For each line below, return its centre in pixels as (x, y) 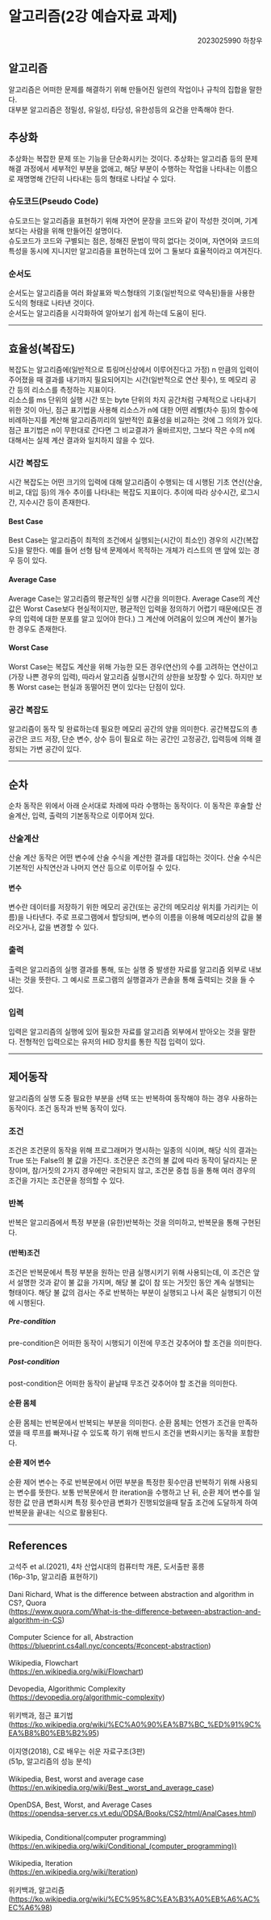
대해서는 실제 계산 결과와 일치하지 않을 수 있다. (81, 440)
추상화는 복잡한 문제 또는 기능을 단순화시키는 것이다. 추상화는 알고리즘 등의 (126, 158)
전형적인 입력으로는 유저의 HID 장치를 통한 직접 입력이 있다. (112, 1042)
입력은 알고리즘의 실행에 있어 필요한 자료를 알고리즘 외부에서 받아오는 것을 (125, 1032)
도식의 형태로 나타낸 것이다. (52, 303)
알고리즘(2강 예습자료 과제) (93, 17)
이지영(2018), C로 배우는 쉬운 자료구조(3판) (77, 1751)
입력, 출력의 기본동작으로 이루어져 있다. (93, 815)
